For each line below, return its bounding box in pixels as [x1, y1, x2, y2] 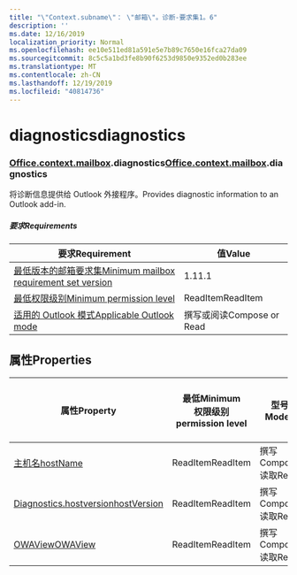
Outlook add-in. [9, 198, 66, 209]
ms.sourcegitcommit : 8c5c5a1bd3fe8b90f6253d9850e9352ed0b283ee [9, 54, 247, 63]
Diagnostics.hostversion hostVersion [13, 497, 164, 510]
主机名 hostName [13, 456, 84, 469]
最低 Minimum [182, 392, 241, 404]
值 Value [217, 247, 251, 259]
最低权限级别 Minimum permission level [13, 292, 175, 304]
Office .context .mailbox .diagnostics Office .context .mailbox [9, 157, 267, 169]
